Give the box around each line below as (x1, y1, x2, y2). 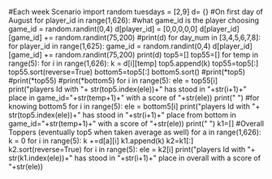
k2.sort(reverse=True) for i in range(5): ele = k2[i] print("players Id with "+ (8, 145, 256, 154)
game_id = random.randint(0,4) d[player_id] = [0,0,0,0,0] (8, 24, 198, 33)
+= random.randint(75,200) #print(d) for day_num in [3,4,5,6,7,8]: (43, 32, 261, 42)
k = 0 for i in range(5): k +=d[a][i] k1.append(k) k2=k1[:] (8, 136, 194, 145)
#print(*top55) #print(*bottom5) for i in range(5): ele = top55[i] (8, 76, 218, 85)
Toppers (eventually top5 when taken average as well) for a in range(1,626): (8, 127, 261, 137)
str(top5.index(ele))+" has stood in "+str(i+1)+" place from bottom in (8, 110, 237, 120)
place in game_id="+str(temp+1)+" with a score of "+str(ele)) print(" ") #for (8, 93, 260, 102)
